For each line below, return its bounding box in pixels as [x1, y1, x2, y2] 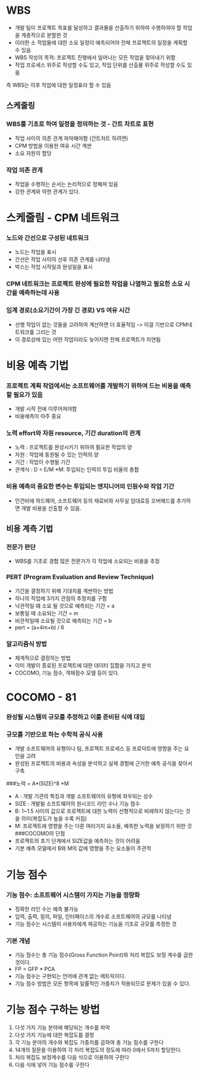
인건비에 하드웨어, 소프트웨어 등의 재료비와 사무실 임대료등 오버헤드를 [14, 497, 175, 504]
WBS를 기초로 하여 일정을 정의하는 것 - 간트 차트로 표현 [6, 120, 154, 128]
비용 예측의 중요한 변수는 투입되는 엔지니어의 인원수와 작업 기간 [6, 482, 175, 491]
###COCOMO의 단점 [14, 830, 65, 837]
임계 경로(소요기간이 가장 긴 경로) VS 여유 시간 [6, 306, 131, 315]
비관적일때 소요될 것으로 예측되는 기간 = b [14, 617, 112, 624]
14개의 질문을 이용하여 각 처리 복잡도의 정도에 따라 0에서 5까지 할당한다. [14, 1047, 182, 1054]
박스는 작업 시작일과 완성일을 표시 [14, 263, 93, 271]
